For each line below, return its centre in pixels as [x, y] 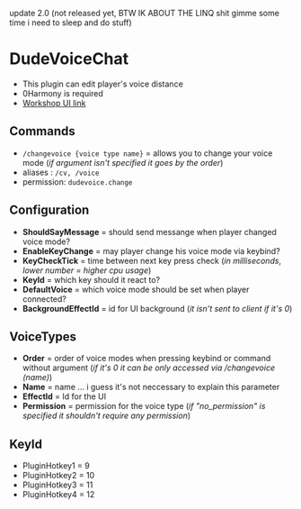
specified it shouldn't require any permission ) [106, 416]
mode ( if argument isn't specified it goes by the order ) [123, 162]
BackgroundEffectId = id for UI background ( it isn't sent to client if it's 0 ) [157, 308]
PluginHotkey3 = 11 [58, 485]
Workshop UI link [54, 103]
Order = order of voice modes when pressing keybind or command [146, 359]
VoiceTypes [43, 336]
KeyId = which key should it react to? [91, 279]
